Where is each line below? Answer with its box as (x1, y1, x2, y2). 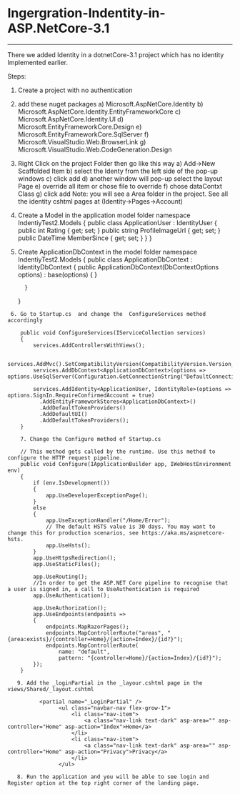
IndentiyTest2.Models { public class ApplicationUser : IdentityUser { (17, 218, 218, 227)
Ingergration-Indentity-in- (7, 5, 166, 21)
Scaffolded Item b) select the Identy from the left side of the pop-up (17, 167, 218, 175)
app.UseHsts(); (45, 542, 91, 549)
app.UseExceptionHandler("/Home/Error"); (45, 517, 171, 524)
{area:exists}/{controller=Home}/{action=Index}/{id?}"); (7, 635, 184, 642)
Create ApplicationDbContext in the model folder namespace (17, 247, 198, 256)
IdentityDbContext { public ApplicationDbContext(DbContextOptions (17, 262, 219, 271)
